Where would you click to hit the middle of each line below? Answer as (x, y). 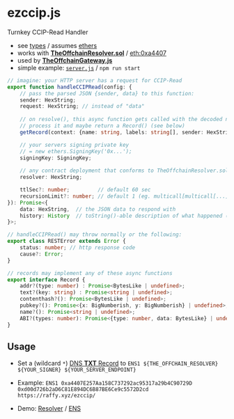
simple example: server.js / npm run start (79, 68)
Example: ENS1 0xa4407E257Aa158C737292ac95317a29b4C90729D (105, 383)
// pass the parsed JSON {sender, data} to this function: (107, 93)
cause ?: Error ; (42, 254)
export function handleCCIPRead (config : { (70, 87)
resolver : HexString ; (51, 177)
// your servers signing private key (75, 145)
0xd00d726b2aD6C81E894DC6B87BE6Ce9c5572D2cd (83, 390)
